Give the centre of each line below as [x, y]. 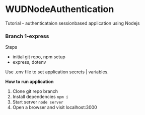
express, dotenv [29, 62]
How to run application [29, 82]
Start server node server [38, 102]
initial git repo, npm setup [39, 57]
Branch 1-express [27, 36]
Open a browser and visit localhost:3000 [55, 107]
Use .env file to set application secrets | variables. [57, 72]
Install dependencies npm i [40, 97]
